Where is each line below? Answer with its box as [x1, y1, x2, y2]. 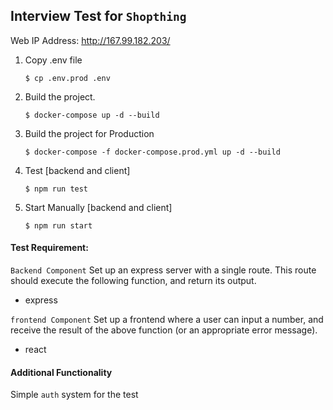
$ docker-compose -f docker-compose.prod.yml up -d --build [24, 147, 281, 157]
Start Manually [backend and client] [24, 201, 173, 213]
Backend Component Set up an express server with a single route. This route [10, 264, 317, 276]
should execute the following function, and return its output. [10, 275, 257, 287]
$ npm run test [24, 184, 89, 194]
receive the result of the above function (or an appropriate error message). [10, 324, 318, 336]
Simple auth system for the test [10, 389, 139, 401]
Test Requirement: [10, 242, 89, 254]
